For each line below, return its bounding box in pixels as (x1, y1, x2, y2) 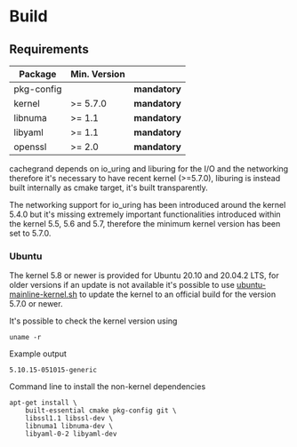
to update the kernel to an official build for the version (78, 289, 277, 299)
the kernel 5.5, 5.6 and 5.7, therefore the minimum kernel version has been (9, 219, 281, 228)
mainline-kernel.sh (9, 289, 77, 299)
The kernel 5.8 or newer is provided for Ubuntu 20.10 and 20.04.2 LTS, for (9, 270, 280, 281)
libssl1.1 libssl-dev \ (25, 414, 114, 423)
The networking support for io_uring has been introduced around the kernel (9, 200, 286, 210)
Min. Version (70, 68, 126, 80)
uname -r (9, 333, 42, 342)
